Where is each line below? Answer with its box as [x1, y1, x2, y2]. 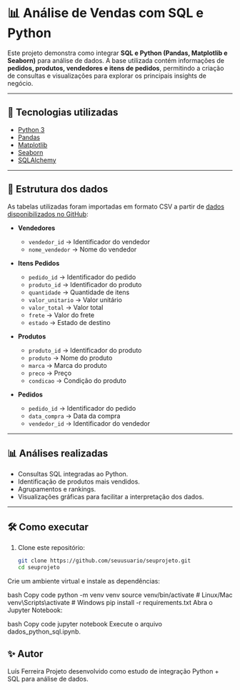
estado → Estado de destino [28, 318, 111, 326]
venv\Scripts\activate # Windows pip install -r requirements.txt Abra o [7, 598, 213, 606]
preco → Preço [28, 369, 72, 377]
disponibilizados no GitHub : [7, 209, 89, 218]
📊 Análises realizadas [7, 447, 109, 459]
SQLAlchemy [17, 156, 56, 164]
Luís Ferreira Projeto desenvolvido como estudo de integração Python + [7, 666, 219, 675]
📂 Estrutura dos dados [7, 183, 109, 196]
